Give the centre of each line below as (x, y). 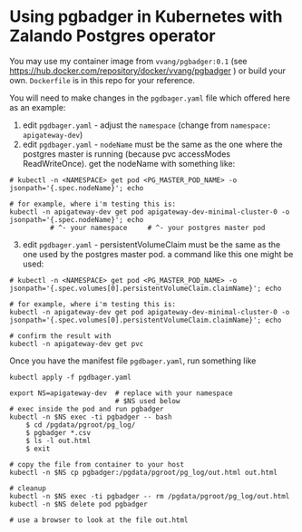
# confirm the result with (60, 336)
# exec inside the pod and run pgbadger (87, 409)
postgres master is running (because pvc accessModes (127, 154)
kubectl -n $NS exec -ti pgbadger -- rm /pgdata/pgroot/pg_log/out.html (150, 496)
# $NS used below (147, 401)
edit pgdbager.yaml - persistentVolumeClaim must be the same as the (151, 244)
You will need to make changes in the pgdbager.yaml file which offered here (150, 98)
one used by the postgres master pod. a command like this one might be (158, 254)
